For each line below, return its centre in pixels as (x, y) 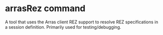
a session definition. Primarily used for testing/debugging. (63, 27)
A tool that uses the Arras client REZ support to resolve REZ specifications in (82, 22)
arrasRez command (45, 9)
